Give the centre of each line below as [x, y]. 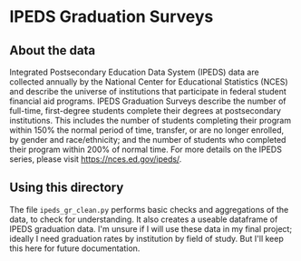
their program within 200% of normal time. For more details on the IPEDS [146, 149]
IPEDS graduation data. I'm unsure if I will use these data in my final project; [151, 228]
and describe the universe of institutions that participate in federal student [148, 91]
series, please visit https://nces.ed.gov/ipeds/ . [96, 159]
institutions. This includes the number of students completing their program [150, 120]
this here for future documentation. [75, 248]
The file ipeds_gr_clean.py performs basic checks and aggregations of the [149, 209]
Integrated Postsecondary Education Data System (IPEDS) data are [135, 72]
